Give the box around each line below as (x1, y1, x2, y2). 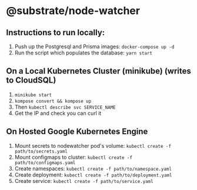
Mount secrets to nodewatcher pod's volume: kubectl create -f (14, 142, 172, 149)
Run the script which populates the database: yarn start (14, 49, 153, 56)
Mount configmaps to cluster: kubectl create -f (14, 154, 133, 161)
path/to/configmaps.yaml (14, 160, 76, 165)
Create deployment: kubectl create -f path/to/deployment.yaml (14, 171, 172, 178)
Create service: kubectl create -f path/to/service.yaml (14, 177, 154, 184)
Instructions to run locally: (6, 28, 105, 38)
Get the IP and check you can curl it (14, 110, 102, 117)
